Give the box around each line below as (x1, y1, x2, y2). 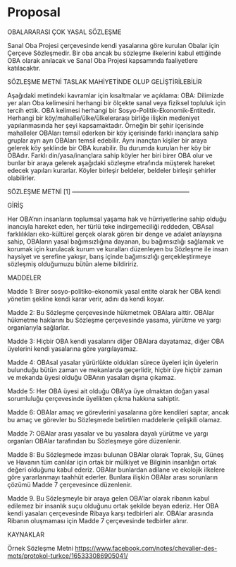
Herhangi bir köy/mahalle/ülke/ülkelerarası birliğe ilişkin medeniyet (7, 114, 200, 122)
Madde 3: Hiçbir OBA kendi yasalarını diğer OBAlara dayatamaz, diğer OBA (7, 337, 225, 345)
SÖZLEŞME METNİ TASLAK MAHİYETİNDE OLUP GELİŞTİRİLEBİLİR (7, 77, 202, 85)
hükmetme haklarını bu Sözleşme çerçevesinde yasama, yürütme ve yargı (7, 316, 221, 324)
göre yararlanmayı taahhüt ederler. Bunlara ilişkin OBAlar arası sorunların (7, 472, 218, 481)
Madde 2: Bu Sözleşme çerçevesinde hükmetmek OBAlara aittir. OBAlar (7, 308, 215, 316)
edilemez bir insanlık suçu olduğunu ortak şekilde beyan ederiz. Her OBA (7, 501, 219, 510)
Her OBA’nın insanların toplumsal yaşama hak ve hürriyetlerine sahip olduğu (7, 215, 227, 223)
